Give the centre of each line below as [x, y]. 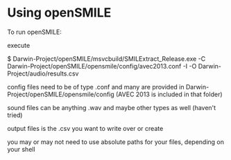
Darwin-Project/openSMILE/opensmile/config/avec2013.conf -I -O [102, 66]
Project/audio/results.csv [43, 73]
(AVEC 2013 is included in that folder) [169, 94]
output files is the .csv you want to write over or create [85, 128]
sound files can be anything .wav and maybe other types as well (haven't [112, 107]
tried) [15, 115]
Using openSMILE [59, 13]
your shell [22, 149]
